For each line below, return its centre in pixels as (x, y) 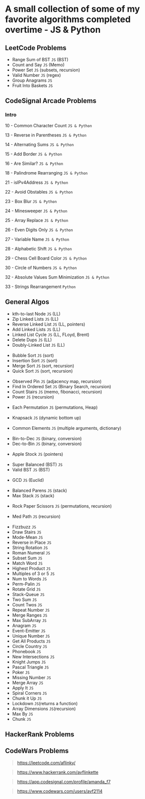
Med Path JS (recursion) (36, 516)
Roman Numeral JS (31, 553)
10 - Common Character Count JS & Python (49, 125)
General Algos (27, 302)
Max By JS (22, 714)
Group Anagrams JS (32, 80)
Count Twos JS (27, 604)
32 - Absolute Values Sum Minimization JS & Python (57, 277)
